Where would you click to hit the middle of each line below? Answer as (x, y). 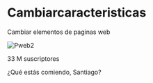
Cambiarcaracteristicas (77, 13)
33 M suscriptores (33, 58)
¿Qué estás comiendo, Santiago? (55, 72)
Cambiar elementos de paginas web (59, 32)
